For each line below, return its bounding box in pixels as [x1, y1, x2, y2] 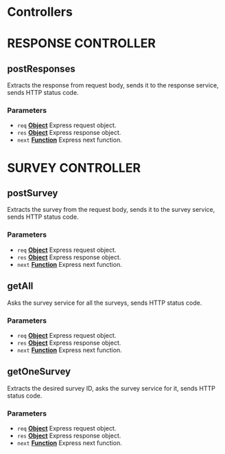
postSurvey [7, 187, 58, 199]
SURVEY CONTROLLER [7, 160, 141, 175]
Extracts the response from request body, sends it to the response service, [7, 81, 220, 89]
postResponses [7, 63, 75, 74]
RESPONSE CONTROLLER [7, 36, 156, 52]
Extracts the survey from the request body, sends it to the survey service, [7, 206, 215, 214]
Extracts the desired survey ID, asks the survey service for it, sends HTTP [7, 384, 216, 392]
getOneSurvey [7, 366, 71, 378]
